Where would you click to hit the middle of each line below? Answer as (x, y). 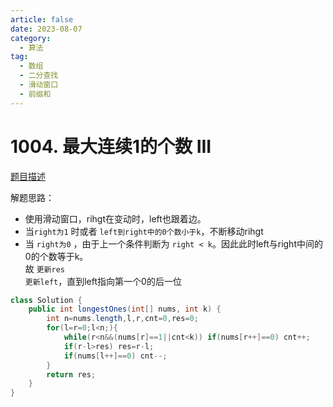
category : (31, 38)
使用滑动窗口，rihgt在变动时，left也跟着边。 (115, 218)
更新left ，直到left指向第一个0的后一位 (103, 281)
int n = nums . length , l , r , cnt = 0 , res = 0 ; (122, 319)
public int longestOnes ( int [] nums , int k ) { (125, 309)
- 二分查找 (39, 76)
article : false (42, 19)
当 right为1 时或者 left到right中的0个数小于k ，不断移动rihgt (144, 231)
